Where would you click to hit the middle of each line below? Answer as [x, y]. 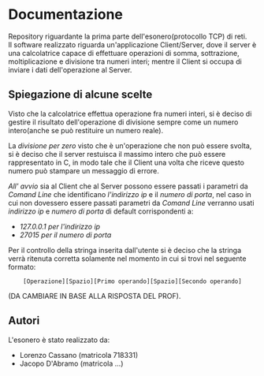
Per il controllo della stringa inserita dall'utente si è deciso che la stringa [125, 250]
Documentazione [66, 15]
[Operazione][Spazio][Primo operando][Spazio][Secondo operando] [132, 281]
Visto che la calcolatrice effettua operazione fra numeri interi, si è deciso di [130, 114]
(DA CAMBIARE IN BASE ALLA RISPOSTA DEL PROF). [95, 296]
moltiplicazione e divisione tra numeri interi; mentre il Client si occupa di [125, 61]
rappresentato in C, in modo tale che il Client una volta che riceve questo [126, 162]
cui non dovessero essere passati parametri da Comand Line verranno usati [131, 203]
